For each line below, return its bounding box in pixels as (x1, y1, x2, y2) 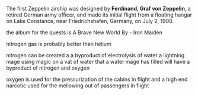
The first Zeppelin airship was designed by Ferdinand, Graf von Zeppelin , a (6, 5, 191, 12)
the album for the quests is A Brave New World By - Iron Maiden (6, 29, 163, 36)
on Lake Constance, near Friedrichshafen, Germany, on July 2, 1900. (6, 18, 174, 24)
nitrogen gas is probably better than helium (6, 41, 111, 47)
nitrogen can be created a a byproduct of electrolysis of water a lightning (6, 52, 185, 58)
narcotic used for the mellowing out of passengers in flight (6, 82, 149, 89)
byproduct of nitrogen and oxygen (6, 64, 90, 71)
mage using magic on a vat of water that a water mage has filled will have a (6, 58, 190, 65)
